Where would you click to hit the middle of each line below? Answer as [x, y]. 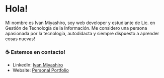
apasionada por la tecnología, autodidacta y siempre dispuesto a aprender [82, 33]
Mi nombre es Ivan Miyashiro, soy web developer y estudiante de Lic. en [80, 23]
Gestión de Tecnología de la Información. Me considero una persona [76, 28]
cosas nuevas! [20, 39]
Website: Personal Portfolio [40, 70]
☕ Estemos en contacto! [35, 52]
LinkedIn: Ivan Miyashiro [38, 65]
